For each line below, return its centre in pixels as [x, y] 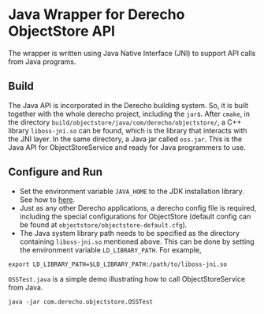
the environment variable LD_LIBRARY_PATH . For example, [110, 249]
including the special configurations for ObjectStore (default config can [135, 216]
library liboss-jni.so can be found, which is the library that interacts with [128, 130]
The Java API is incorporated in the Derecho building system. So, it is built [128, 105]
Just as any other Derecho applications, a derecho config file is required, [138, 207]
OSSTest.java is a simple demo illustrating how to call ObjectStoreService [127, 278]
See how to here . [47, 200]
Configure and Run [55, 172]
